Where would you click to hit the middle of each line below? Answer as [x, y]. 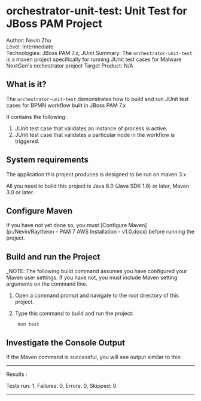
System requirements [47, 160]
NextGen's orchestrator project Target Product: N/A [70, 65]
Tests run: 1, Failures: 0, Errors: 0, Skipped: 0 [61, 386]
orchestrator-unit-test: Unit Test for [97, 11]
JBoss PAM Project [54, 24]
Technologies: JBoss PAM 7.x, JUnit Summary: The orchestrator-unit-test [99, 53]
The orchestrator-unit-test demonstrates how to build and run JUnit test [98, 99]
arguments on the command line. [47, 284]
